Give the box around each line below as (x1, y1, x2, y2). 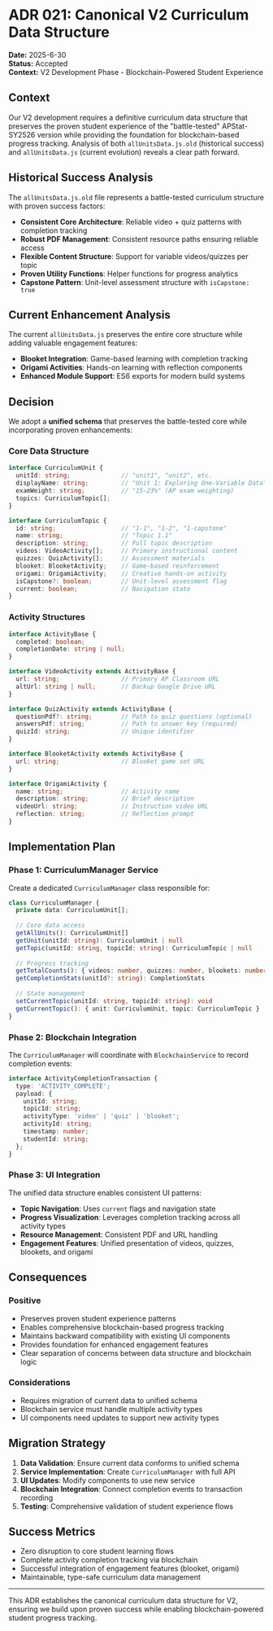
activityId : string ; (23, 1120, 93, 1129)
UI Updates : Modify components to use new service (19, 1475, 196, 1485)
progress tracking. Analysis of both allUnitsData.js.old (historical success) (8, 138, 265, 148)
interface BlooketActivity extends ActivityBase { (8, 750, 184, 758)
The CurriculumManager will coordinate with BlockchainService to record (8, 1050, 249, 1059)
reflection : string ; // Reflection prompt (15, 810, 195, 818)
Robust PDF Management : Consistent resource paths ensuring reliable (19, 234, 258, 243)
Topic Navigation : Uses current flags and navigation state (19, 1204, 216, 1213)
